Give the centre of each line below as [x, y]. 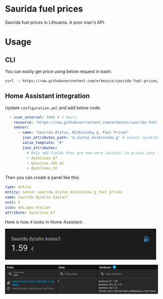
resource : [24, 122]
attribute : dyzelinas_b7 [30, 212]
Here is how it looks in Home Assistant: [44, 222]
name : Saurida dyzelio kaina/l [37, 197]
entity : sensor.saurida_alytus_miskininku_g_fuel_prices [64, 192]
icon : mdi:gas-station [28, 207]
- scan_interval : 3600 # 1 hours [43, 117]
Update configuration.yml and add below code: [53, 108]
